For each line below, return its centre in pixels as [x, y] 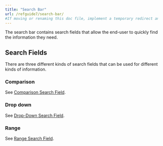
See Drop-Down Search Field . [35, 115]
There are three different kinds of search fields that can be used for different [81, 64]
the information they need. [32, 37]
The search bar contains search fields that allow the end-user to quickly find [81, 32]
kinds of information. [26, 69]
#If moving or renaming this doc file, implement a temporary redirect [79, 18]
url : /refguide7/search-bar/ [34, 14]
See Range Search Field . [30, 139]
